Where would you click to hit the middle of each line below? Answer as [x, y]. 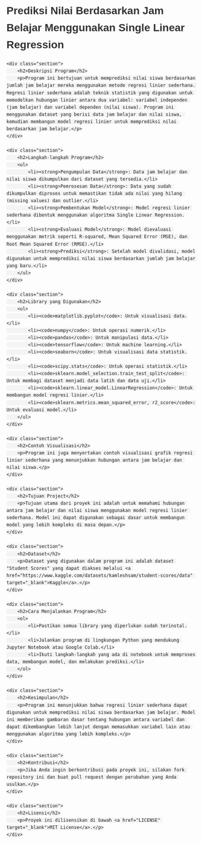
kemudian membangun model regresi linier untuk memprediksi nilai [92, 122]
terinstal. [174, 626]
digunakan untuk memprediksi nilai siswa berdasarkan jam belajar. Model [101, 712]
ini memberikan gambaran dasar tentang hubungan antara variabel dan [96, 720]
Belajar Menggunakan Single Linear [96, 28]
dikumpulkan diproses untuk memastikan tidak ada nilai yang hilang [94, 194]
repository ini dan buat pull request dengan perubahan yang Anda [92, 777]
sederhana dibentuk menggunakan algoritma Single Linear [79, 215]
